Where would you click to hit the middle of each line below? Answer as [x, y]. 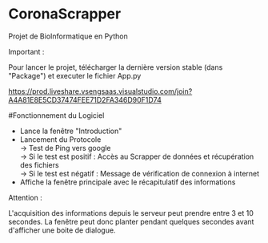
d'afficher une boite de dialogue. [62, 230]
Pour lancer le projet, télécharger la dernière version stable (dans [116, 67]
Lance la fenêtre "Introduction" [71, 131]
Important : [26, 51]
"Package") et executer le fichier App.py [75, 75]
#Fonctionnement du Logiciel [56, 115]
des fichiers [39, 164]
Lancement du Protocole [60, 139]
